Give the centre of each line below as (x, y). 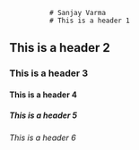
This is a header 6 (43, 137)
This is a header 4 (43, 95)
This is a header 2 (60, 48)
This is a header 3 (49, 73)
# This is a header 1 (89, 21)
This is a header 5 (43, 115)
